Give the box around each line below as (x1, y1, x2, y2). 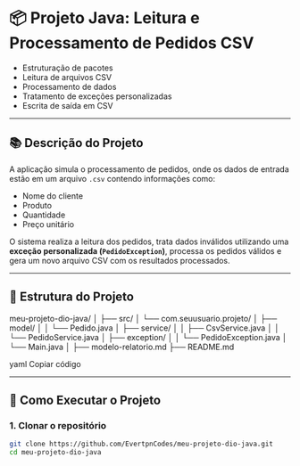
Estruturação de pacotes (21, 62, 113, 73)
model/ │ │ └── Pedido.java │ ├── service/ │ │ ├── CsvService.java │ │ (9, 323, 280, 333)
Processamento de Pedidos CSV (9, 33, 254, 53)
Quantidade (21, 209, 66, 220)
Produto (21, 200, 52, 210)
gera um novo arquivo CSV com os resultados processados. (9, 255, 230, 266)
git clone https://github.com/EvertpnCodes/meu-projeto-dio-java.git (9, 439, 274, 449)
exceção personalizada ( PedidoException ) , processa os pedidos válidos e (9, 245, 282, 256)
